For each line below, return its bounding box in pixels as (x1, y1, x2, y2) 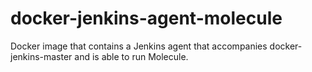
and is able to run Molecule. (74, 50, 189, 62)
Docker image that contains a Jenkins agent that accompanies (10, 40, 268, 52)
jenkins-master (10, 50, 73, 62)
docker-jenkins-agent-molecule (10, 7, 283, 30)
